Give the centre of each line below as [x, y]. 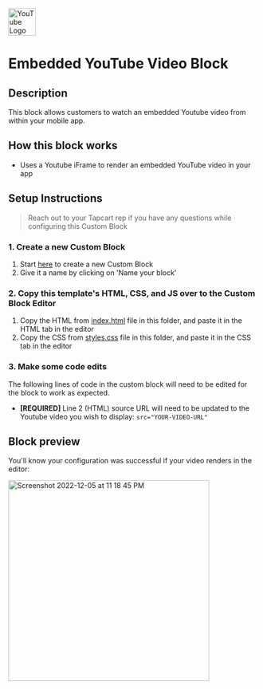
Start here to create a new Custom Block [86, 264]
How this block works [63, 146]
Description [38, 93]
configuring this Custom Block [77, 226]
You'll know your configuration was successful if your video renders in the [130, 461]
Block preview [44, 441]
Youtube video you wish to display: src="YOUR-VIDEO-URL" [114, 416]
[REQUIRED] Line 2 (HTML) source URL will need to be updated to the [134, 408]
